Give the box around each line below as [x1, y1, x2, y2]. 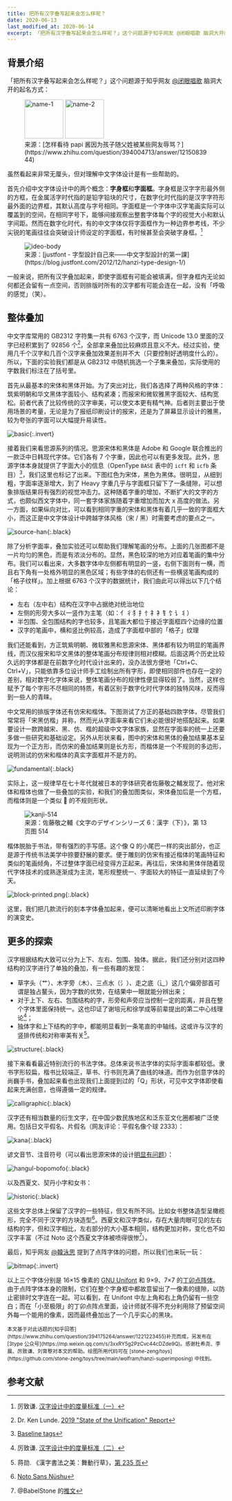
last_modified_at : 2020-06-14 [7, 23, 95, 30]
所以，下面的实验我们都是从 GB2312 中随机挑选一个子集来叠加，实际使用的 [7, 358, 220, 366]
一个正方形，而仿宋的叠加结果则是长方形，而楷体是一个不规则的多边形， [19, 742, 225, 750]
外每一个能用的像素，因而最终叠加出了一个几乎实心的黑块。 [7, 1311, 177, 1319]
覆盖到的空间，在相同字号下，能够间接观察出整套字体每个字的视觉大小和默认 [7, 211, 225, 219]
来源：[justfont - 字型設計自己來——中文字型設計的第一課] [24, 250, 190, 259]
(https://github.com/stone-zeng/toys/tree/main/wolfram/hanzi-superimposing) [7, 1355, 193, 1362]
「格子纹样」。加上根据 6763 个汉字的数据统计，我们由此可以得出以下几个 [7, 576, 216, 584]
